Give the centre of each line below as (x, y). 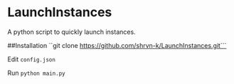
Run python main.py (36, 73)
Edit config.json (31, 59)
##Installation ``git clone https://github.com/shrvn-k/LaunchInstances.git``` (117, 45)
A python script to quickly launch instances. (72, 32)
